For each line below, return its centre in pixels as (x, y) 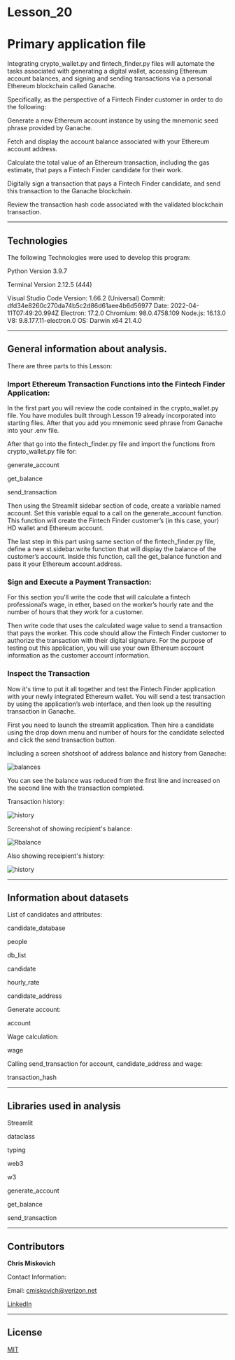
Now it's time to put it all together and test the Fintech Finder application (111, 689)
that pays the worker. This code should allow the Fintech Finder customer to (117, 633)
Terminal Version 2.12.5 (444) (50, 284)
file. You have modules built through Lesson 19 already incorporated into (112, 416)
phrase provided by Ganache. (50, 128)
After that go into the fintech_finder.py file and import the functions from (111, 444)
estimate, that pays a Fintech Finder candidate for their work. (95, 170)
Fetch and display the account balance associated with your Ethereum (108, 141)
